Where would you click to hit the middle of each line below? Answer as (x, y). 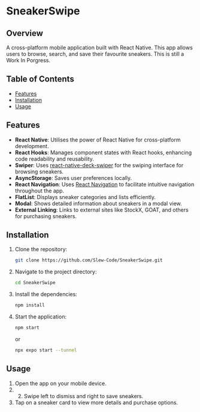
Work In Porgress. (28, 60)
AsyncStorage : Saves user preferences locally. (73, 178)
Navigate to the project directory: (56, 272)
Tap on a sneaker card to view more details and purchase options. (96, 402)
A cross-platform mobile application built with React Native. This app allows (99, 47)
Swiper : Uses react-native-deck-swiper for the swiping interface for (99, 165)
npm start (27, 328)
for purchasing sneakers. (46, 216)
